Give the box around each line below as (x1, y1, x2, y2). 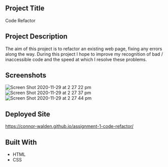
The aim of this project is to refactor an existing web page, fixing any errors (5, 46, 162, 52)
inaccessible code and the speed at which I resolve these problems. (5, 56, 147, 62)
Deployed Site (5, 110, 51, 118)
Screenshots (5, 71, 47, 80)
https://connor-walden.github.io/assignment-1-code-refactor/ (5, 123, 134, 130)
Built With (5, 138, 37, 146)
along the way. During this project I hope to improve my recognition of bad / (5, 51, 163, 57)
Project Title (5, 4, 45, 13)
